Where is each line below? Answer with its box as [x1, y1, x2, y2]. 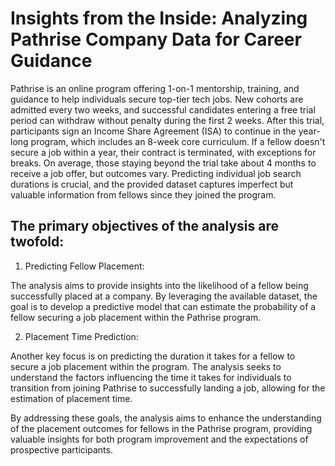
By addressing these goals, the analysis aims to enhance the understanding [10, 412, 322, 424]
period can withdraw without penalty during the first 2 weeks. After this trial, [10, 114, 325, 126]
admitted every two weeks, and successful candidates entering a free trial [10, 103, 316, 116]
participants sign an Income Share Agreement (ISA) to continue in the [10, 125, 297, 137]
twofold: [10, 233, 65, 251]
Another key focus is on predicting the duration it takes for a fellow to [10, 350, 296, 362]
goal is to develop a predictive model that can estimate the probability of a [10, 300, 317, 312]
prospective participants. [10, 443, 113, 456]
